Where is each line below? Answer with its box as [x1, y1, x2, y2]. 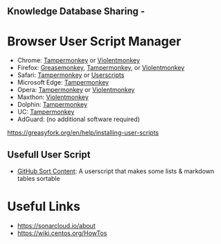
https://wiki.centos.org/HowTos [17, 229, 107, 238]
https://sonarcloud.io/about [17, 222, 96, 230]
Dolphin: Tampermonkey [17, 101, 88, 109]
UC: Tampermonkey [17, 107, 75, 116]
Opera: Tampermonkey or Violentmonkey [17, 86, 135, 94]
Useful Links [7, 199, 81, 214]
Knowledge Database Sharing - [7, 6, 145, 17]
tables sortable [17, 175, 60, 183]
